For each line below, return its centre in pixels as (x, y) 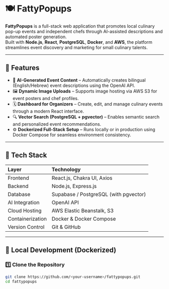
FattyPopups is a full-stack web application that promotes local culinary (80, 26)
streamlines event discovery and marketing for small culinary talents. (76, 47)
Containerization (27, 219)
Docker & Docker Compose (84, 219)
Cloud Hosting (25, 211)
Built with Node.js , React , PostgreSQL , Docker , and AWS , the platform (79, 42)
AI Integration (24, 202)
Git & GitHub (66, 227)
